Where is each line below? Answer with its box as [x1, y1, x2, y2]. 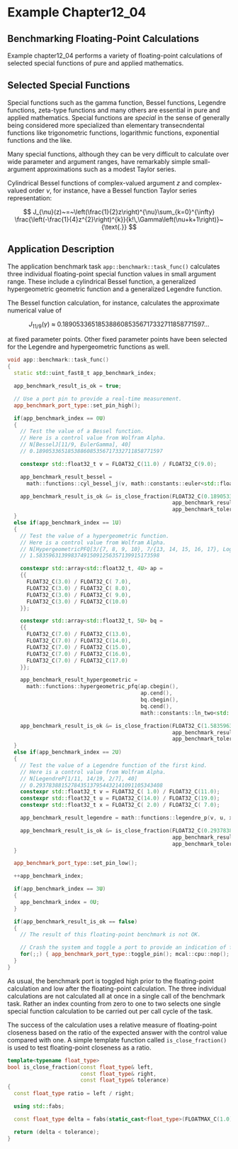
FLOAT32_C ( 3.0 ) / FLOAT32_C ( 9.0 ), [25, 591, 132, 599]
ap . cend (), [140, 690, 173, 697]
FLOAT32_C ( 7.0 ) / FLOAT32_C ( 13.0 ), [25, 631, 132, 638]
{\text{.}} [101, 222, 127, 231]
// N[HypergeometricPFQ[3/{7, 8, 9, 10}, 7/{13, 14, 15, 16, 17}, [20, 545, 220, 552]
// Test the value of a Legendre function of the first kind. [20, 761, 208, 769]
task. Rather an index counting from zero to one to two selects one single [7, 999, 221, 1008]
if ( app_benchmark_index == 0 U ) [13, 415, 106, 422]
